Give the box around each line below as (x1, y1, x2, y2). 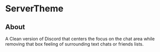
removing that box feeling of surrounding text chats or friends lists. (5, 41, 144, 47)
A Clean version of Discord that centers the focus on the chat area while (5, 36, 155, 42)
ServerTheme (5, 3, 64, 14)
